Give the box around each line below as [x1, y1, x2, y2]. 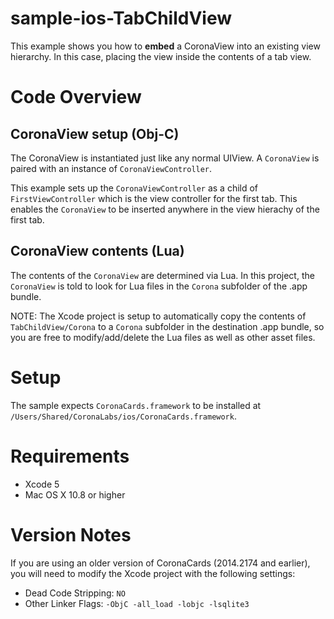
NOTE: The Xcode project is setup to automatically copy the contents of [10, 310, 307, 322]
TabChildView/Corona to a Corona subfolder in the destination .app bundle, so [10, 320, 325, 332]
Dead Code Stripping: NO [24, 587, 126, 599]
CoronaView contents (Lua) [10, 243, 185, 260]
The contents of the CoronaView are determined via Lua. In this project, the [10, 269, 315, 281]
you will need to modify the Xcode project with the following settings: [10, 567, 296, 579]
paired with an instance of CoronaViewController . [10, 162, 213, 174]
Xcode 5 [24, 478, 60, 490]
